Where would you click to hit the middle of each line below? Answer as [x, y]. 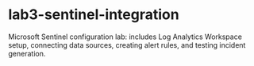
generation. [27, 53]
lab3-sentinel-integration [94, 15]
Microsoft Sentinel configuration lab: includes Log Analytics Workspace [125, 37]
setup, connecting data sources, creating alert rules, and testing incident [127, 45]
